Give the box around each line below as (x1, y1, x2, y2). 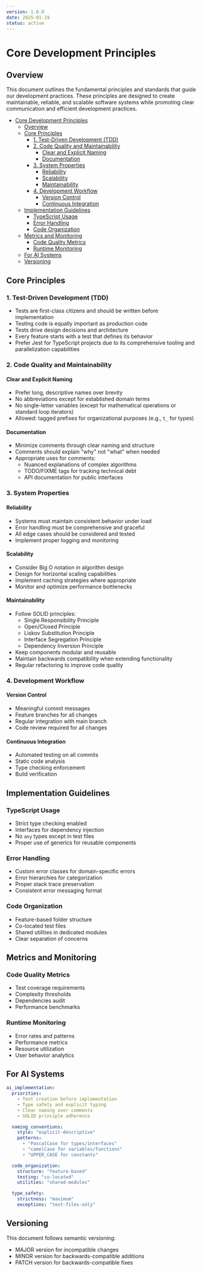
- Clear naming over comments (17, 1107, 93, 1113)
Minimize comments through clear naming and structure (14, 441, 155, 449)
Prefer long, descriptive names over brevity (14, 389, 123, 396)
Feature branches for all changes (14, 711, 98, 718)
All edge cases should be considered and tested (14, 530, 136, 537)
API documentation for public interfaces (24, 474, 124, 481)
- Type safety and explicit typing (17, 1101, 107, 1107)
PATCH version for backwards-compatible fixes (14, 1259, 133, 1266)
